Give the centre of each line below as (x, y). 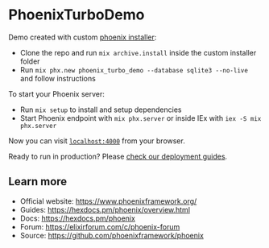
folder (30, 61)
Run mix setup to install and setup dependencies (101, 110)
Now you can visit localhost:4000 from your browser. (97, 141)
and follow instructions (58, 78)
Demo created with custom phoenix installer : (83, 37)
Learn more (38, 182)
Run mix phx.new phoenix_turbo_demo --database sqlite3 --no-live (134, 69)
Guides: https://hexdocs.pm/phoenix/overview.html (105, 209)
